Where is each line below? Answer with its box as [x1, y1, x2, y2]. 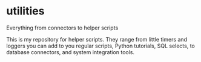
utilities [6, 4, 45, 18]
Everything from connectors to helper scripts [6, 24, 119, 31]
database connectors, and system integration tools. [6, 48, 135, 55]
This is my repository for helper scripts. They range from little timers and [6, 36, 188, 43]
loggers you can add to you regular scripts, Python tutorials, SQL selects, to [6, 42, 196, 49]
